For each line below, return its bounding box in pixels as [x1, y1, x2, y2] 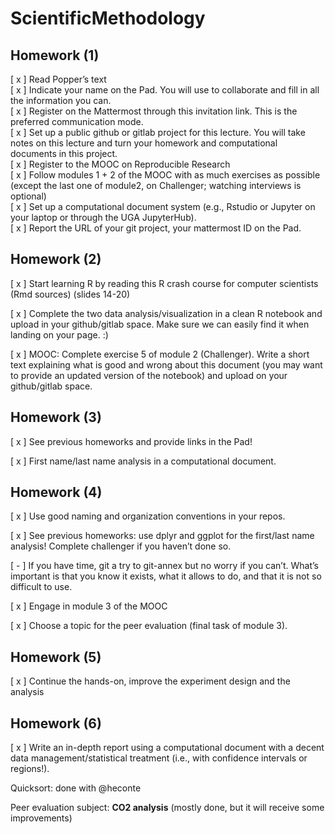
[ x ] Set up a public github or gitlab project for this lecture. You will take [10, 127, 306, 138]
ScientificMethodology [10, 7, 206, 30]
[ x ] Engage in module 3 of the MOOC [10, 600, 168, 612]
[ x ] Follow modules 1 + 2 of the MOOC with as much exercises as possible [10, 169, 321, 181]
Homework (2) [10, 251, 102, 268]
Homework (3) [10, 409, 102, 426]
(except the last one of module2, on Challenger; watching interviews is [10, 180, 302, 191]
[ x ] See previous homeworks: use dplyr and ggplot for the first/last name [10, 530, 315, 542]
